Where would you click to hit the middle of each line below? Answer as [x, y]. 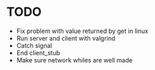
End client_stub [38, 53]
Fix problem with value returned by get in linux [82, 31]
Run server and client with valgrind [66, 38]
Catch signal [34, 45]
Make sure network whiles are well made [74, 60]
